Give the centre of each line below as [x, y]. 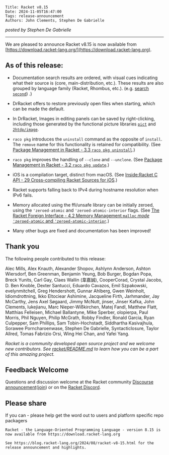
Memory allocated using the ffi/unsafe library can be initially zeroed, [83, 205]
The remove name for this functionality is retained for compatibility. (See [87, 144]
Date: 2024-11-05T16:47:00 [33, 12]
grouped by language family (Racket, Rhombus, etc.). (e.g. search [81, 88]
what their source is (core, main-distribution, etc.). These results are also [88, 83]
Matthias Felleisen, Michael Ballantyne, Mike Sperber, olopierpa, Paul [77, 312]
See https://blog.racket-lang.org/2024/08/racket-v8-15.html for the [80, 443]
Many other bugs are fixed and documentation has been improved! [82, 231]
